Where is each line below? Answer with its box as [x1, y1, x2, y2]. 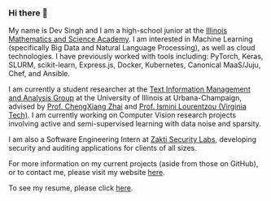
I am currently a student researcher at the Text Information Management [8, 84, 251, 94]
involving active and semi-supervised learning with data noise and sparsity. [8, 119, 262, 129]
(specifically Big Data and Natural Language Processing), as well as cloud [8, 43, 256, 53]
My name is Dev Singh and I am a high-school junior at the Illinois [8, 26, 228, 36]
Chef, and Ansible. [8, 69, 71, 79]
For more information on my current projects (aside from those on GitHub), [8, 159, 259, 169]
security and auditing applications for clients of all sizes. [8, 143, 197, 153]
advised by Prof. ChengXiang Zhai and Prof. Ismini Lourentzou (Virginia [8, 101, 247, 112]
